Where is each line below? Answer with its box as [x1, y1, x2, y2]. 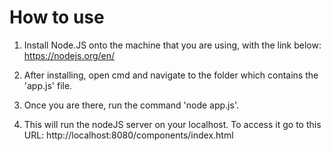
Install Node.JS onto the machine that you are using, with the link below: [23, 39, 322, 51]
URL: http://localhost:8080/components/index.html [23, 129, 234, 141]
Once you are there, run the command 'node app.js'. [23, 99, 239, 111]
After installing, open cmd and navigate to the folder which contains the [23, 69, 319, 81]
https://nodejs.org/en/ [23, 49, 116, 61]
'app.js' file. [23, 79, 73, 91]
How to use [9, 6, 105, 29]
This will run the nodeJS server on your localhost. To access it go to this [23, 118, 322, 130]
